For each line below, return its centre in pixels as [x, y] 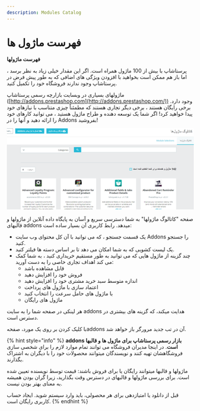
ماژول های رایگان [43, 300]
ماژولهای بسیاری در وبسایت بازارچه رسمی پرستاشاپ [66, 94]
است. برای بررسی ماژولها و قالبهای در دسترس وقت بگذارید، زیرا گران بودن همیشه [98, 377]
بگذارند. [15, 359]
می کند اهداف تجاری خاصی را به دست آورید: [64, 262]
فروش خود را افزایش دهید [53, 275]
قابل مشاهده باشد [44, 268]
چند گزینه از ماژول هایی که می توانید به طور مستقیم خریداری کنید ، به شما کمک [103, 256]
